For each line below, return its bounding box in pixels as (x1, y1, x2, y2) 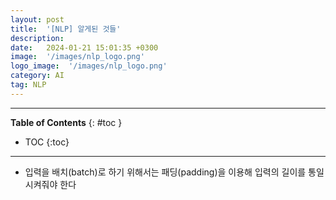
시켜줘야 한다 (24, 178, 77, 190)
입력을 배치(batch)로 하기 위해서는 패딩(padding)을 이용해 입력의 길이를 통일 (24, 166, 325, 178)
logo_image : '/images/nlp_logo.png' (10, 61, 168, 71)
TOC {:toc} (24, 136, 70, 148)
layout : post (10, 14, 65, 25)
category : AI (10, 71, 65, 81)
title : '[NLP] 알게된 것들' (10, 24, 122, 34)
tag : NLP (10, 80, 47, 90)
